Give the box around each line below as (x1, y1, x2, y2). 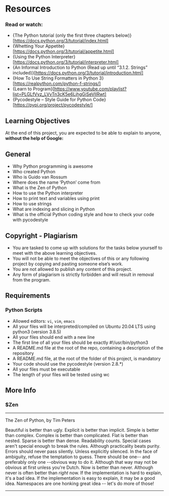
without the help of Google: (5, 135, 64, 141)
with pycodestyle (12, 217, 49, 223)
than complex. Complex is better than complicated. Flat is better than (5, 433, 148, 439)
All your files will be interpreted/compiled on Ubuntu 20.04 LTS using (12, 323, 156, 329)
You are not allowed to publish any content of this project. (12, 266, 132, 272)
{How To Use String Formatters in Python (12, 75, 98, 81)
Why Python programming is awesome (12, 163, 93, 169)
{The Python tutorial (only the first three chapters (12, 32, 115, 38)
